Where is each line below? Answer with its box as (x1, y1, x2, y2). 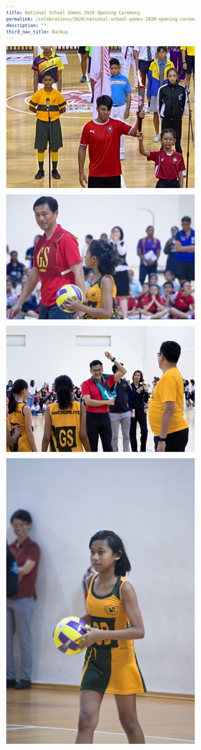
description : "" (6, 22, 47, 28)
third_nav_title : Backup (6, 29, 68, 35)
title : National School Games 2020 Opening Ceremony (6, 10, 141, 16)
